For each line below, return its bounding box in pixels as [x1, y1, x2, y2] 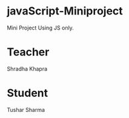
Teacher [7, 45, 50, 59]
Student [7, 86, 48, 100]
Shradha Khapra [7, 65, 48, 72]
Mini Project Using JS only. [7, 24, 74, 31]
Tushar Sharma [7, 106, 45, 113]
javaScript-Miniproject [7, 4, 123, 18]
